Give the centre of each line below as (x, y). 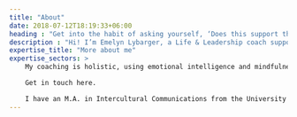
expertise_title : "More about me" (73, 51)
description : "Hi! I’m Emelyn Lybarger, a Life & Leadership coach (138, 42)
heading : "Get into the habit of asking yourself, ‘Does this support (144, 34)
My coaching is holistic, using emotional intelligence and (138, 67)
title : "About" (37, 17)
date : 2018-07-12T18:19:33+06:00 (71, 26)
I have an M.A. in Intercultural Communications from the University (156, 98)
